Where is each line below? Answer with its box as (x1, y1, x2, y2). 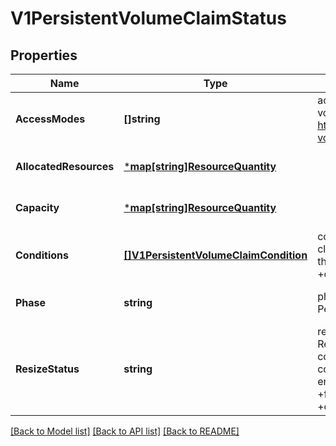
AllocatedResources (15, 160, 115, 173)
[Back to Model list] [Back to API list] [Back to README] (10, 425, 240, 437)
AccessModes (15, 112, 86, 126)
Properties (10, 47, 78, 64)
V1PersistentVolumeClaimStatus (10, 7, 287, 30)
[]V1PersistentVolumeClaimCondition (123, 248, 308, 262)
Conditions (15, 248, 69, 262)
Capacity (15, 201, 60, 214)
